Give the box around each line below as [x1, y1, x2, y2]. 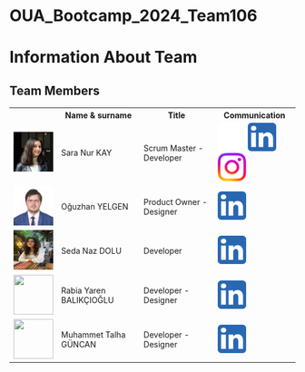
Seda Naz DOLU [61, 246, 123, 257]
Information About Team [9, 47, 198, 68]
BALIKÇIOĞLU [61, 295, 114, 306]
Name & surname [64, 110, 133, 121]
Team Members [9, 83, 100, 98]
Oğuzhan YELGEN [61, 201, 129, 212]
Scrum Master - [143, 142, 204, 153]
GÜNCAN [61, 339, 97, 350]
